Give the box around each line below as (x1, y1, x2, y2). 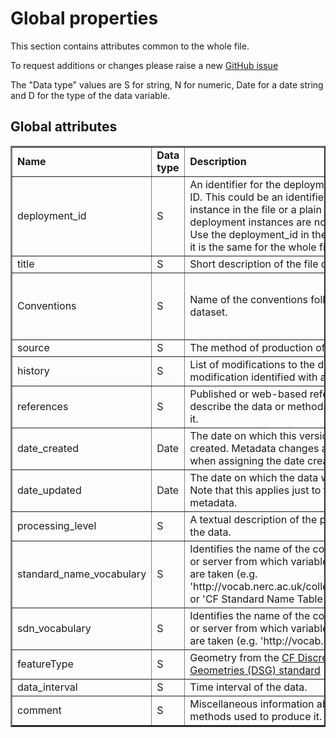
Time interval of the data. (189, 680, 308, 694)
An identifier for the (189, 177, 282, 191)
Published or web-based (189, 387, 308, 401)
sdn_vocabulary (17, 621, 92, 635)
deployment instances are (189, 215, 312, 229)
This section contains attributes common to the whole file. (10, 40, 250, 52)
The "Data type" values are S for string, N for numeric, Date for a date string (10, 78, 324, 91)
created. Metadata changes (189, 441, 320, 455)
